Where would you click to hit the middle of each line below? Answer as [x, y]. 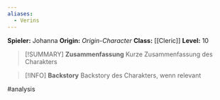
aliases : [20, 14]
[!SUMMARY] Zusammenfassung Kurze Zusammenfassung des [119, 54]
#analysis [21, 89]
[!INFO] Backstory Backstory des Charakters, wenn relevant [113, 75]
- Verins [27, 20]
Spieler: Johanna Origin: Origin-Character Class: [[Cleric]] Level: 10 [108, 40]
